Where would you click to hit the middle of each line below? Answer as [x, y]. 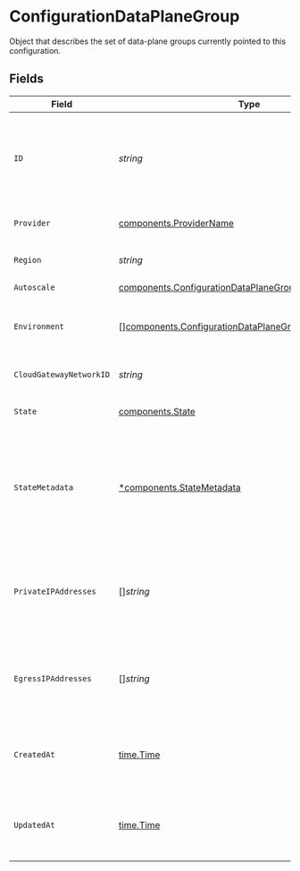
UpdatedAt [34, 825]
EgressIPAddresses [53, 678]
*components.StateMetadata [179, 487]
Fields [27, 79]
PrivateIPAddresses [55, 591]
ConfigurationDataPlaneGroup [125, 17]
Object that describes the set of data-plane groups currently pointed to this [148, 41]
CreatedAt [34, 754]
